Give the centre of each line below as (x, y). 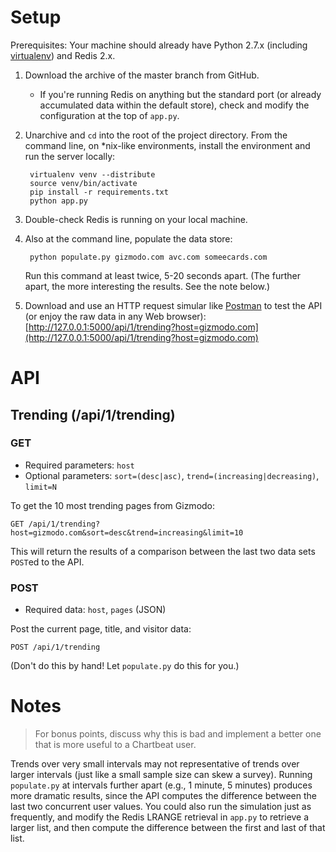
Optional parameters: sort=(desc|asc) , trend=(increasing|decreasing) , (172, 475)
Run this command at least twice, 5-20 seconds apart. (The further (162, 275)
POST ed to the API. (47, 562)
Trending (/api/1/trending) (93, 414)
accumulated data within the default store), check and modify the (174, 105)
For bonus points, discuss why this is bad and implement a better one (178, 734)
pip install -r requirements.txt (99, 192)
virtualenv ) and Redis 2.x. (63, 55)
